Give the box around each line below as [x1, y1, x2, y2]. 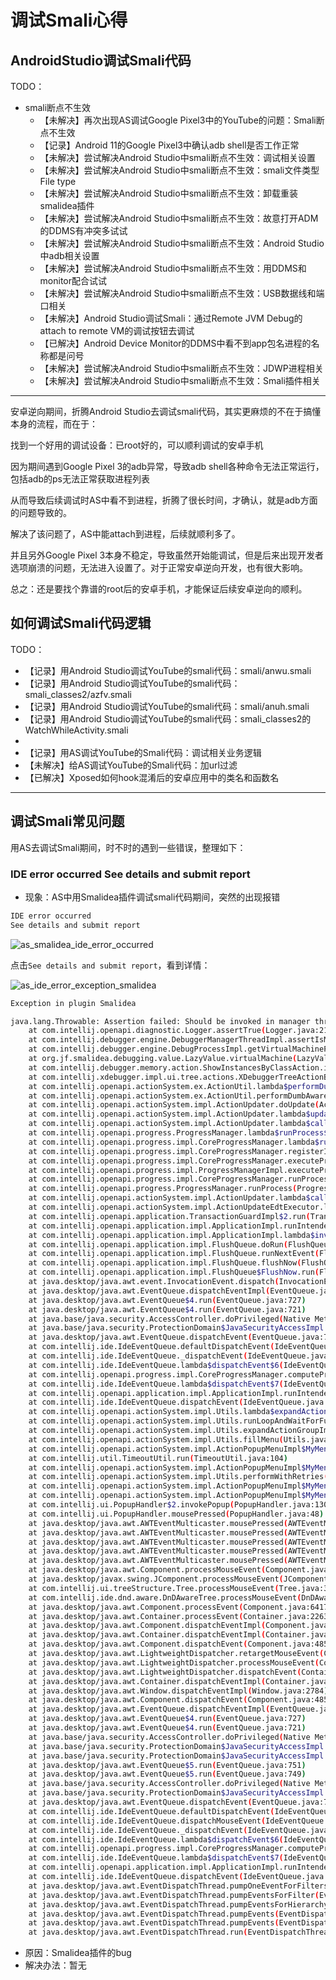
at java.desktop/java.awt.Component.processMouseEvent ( [28, 1565, 267, 1575]
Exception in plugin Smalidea [10, 998, 137, 1008]
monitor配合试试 [39, 275, 108, 286]
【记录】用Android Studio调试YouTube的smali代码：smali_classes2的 [24, 712, 312, 725]
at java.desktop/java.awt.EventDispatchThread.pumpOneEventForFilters [28, 1881, 329, 1891]
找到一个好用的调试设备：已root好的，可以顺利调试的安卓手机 [10, 439, 264, 451]
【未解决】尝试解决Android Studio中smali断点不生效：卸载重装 [39, 187, 298, 199]
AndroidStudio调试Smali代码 [10, 52, 192, 69]
